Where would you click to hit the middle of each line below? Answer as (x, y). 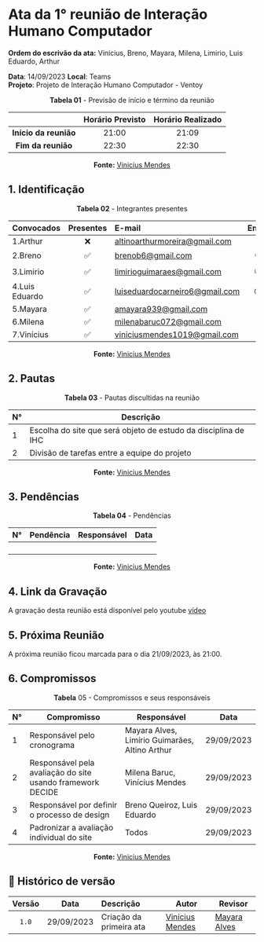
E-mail (128, 228)
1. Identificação (46, 190)
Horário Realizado (187, 119)
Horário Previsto (115, 119)
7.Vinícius (30, 334)
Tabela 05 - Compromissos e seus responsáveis (132, 698)
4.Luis (24, 286)
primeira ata (123, 926)
